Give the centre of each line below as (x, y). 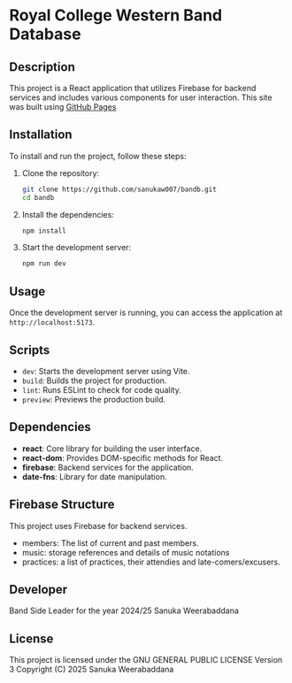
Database (45, 34)
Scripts (30, 350)
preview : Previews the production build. (94, 399)
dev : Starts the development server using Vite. (106, 371)
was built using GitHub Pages (63, 107)
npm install (44, 231)
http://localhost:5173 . (52, 322)
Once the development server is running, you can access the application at (146, 313)
